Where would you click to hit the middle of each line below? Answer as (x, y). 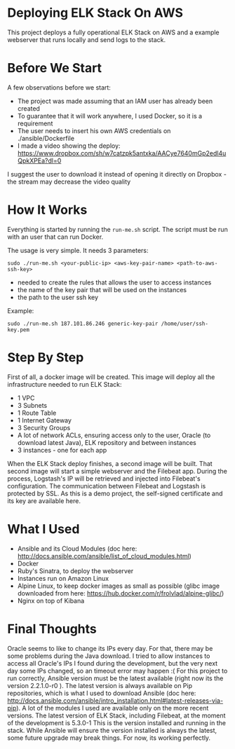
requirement (35, 123)
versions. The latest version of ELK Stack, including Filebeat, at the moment (116, 715)
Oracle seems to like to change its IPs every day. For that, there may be (110, 648)
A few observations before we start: (59, 87)
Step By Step (46, 357)
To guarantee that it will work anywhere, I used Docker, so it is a (109, 116)
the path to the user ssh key (58, 297)
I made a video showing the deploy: (69, 146)
